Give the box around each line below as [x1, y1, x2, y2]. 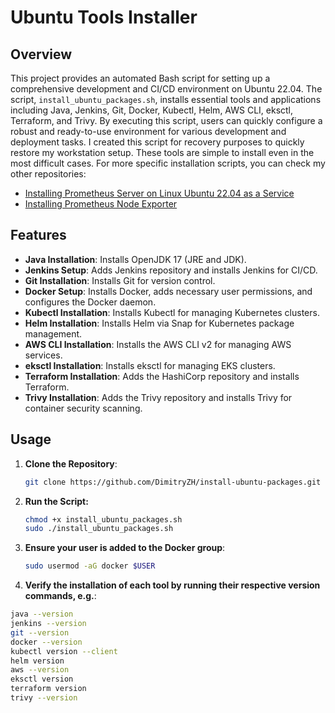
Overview [10, 46, 73, 63]
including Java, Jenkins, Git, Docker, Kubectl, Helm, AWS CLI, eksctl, [10, 104, 294, 116]
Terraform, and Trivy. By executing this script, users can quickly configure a [10, 115, 323, 126]
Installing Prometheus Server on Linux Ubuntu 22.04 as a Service [24, 187, 295, 199]
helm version [10, 656, 65, 666]
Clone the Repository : [24, 457, 118, 470]
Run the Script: [24, 495, 89, 507]
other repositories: [10, 168, 87, 180]
